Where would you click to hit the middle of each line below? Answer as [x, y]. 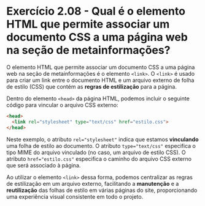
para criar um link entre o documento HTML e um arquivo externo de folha [100, 80]
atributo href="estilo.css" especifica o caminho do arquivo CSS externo [99, 159]
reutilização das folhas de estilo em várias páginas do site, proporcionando [102, 190]
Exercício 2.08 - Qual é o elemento [96, 11]
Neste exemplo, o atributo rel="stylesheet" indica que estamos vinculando [102, 139]
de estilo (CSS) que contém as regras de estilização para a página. [91, 86]
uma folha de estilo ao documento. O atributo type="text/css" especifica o [101, 145]
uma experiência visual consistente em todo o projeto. [75, 196]
